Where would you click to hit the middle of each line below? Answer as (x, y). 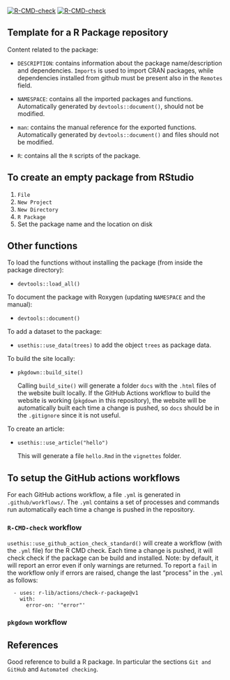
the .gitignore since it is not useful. (69, 415)
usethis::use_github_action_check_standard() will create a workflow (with (115, 543)
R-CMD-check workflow (45, 528)
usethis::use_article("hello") (63, 443)
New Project (34, 202)
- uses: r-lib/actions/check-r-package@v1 (76, 593)
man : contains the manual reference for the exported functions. (107, 127)
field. (25, 85)
